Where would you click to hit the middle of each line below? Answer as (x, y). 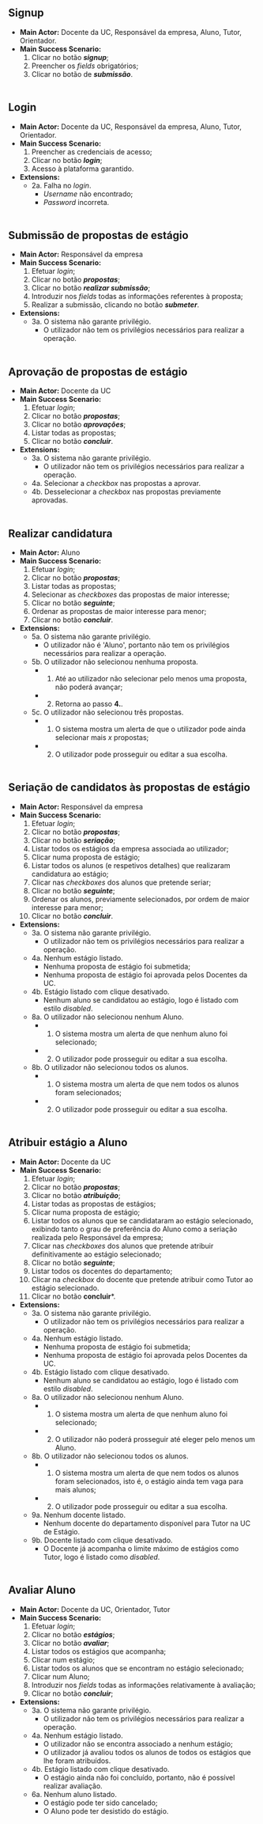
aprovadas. (50, 500)
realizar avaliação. (73, 1786)
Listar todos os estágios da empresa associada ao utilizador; (130, 848)
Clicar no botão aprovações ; (79, 425)
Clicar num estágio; (63, 1659)
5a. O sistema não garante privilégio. (91, 637)
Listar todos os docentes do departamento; (102, 1271)
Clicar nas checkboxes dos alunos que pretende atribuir (122, 1246)
